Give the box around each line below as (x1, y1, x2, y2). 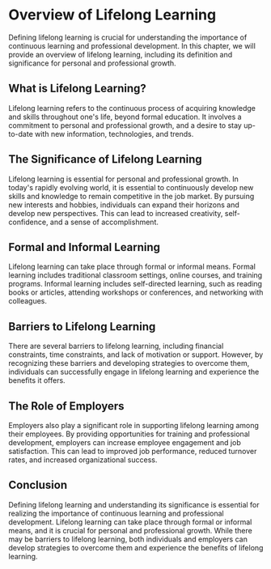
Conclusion (8, 478, 68, 492)
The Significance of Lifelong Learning (8, 152, 202, 167)
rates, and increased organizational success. (8, 455, 158, 465)
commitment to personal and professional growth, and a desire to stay (8, 120, 243, 130)
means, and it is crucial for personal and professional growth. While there (8, 525, 252, 535)
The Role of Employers (8, 399, 125, 413)
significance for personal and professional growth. (8, 58, 176, 68)
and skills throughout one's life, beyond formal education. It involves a (8, 112, 242, 121)
